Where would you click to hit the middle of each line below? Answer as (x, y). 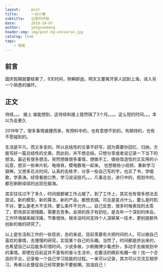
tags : (10, 41)
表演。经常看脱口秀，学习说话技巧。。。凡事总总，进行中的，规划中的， (88, 177)
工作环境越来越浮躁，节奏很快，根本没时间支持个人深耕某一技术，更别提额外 (81, 218)
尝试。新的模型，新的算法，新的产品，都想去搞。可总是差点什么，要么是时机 (81, 200)
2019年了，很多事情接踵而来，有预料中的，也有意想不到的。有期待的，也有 (80, 131)
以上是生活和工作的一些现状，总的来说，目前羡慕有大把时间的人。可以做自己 (81, 234)
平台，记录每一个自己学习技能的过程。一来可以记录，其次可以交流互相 (83, 259)
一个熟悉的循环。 (22, 85)
